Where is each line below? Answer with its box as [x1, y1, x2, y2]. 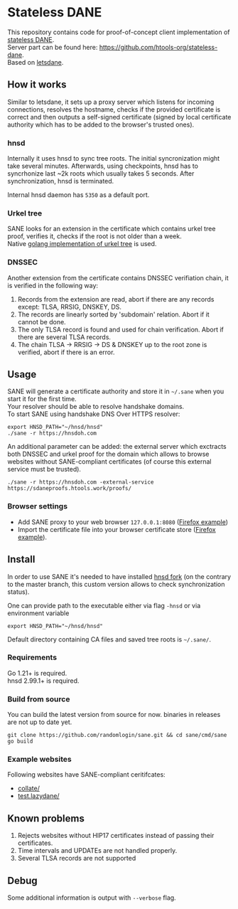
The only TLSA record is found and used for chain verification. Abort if [17, 325, 224, 334]
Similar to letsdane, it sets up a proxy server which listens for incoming [7, 97, 215, 106]
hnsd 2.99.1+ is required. [7, 676, 80, 685]
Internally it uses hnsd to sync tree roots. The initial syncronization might [7, 154, 220, 163]
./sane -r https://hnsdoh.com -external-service [7, 479, 154, 486]
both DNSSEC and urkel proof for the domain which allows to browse [7, 450, 210, 459]
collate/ [17, 784, 40, 793]
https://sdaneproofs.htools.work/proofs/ [7, 485, 132, 492]
